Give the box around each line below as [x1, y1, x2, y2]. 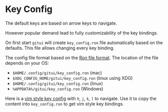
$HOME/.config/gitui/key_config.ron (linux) [12, 80, 103, 86]
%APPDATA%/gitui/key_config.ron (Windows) [12, 85, 103, 91]
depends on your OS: [5, 60, 49, 66]
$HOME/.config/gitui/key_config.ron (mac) [12, 69, 102, 76]
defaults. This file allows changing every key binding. [5, 45, 115, 51]
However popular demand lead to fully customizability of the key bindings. [5, 30, 158, 36]
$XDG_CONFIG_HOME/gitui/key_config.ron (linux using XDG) [12, 75, 133, 81]
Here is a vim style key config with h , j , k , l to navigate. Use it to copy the [5, 95, 156, 101]
